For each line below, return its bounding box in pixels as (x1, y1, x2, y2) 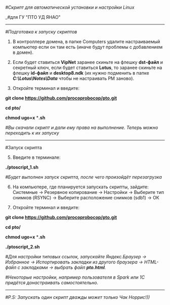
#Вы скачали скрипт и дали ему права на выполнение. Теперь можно (5, 124, 158, 130)
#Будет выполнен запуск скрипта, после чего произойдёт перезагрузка (5, 174, 162, 180)
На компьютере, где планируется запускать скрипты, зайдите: (12, 184, 149, 190)
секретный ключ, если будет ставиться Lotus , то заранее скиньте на (12, 64, 162, 71)
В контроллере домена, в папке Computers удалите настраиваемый (12, 39, 160, 45)
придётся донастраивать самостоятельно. (5, 280, 99, 286)
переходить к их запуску (5, 130, 59, 136)
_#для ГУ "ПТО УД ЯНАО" (5, 14, 61, 20)
